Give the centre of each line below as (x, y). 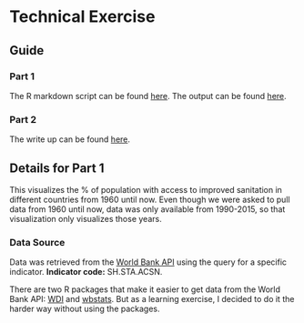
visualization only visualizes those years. (86, 218)
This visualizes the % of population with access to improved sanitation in (146, 189)
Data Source (37, 242)
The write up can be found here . (70, 139)
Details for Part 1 (57, 168)
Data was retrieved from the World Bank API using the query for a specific (148, 262)
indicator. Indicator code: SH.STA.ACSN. (86, 272)
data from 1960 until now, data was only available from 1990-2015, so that (147, 209)
